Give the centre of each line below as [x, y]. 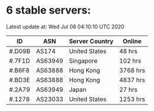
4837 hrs [132, 80]
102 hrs [130, 61]
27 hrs [128, 89]
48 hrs [128, 51]
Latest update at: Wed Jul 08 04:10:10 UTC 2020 [65, 27]
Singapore [83, 61]
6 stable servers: [49, 10]
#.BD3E [20, 80]
